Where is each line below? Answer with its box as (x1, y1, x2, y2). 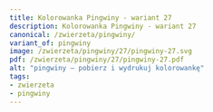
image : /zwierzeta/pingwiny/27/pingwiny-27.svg (9, 47, 193, 56)
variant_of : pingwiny (9, 38, 92, 48)
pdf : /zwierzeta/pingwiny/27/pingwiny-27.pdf (9, 55, 184, 64)
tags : (9, 72, 30, 81)
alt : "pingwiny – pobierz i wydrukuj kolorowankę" (9, 64, 205, 73)
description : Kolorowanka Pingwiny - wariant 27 (9, 22, 197, 31)
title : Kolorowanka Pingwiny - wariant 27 (9, 13, 172, 23)
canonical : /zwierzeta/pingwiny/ (9, 30, 136, 39)
